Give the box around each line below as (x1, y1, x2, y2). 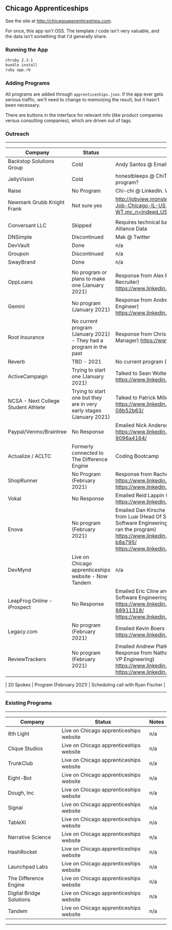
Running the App (5, 46, 48, 53)
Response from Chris (115, 331, 166, 338)
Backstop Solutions (8, 158, 55, 165)
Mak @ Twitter (115, 233, 150, 241)
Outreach (5, 130, 30, 137)
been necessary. (5, 102, 41, 108)
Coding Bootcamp (115, 452, 159, 460)
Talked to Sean (115, 370, 152, 377)
